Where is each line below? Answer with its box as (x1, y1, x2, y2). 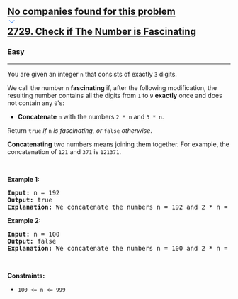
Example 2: (7, 216, 41, 224)
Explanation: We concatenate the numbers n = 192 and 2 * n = (7, 202, 228, 211)
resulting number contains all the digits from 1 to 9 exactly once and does (7, 91, 223, 99)
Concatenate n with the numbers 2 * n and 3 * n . (17, 112, 164, 121)
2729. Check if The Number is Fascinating (7, 26, 197, 38)
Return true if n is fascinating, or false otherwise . (7, 126, 152, 134)
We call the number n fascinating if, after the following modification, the (7, 83, 217, 92)
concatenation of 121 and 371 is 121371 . (7, 147, 122, 156)
